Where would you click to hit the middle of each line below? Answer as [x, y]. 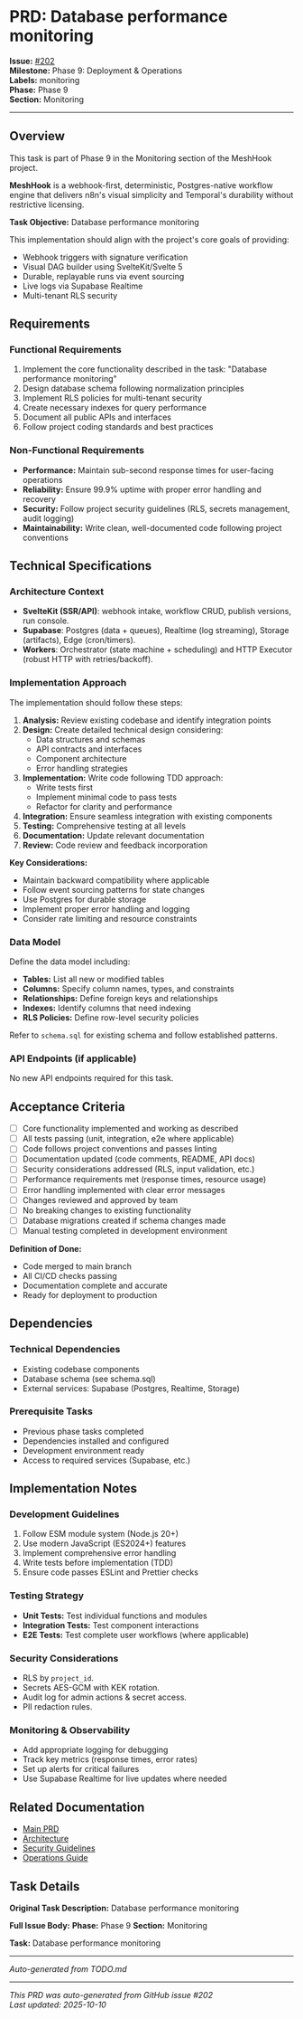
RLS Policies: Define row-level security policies [110, 1018]
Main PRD [41, 1829]
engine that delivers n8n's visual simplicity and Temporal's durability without [151, 194]
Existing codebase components [81, 1369]
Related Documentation [77, 1807]
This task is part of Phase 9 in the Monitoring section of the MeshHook [141, 158]
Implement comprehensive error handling [99, 1553]
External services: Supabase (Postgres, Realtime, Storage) [131, 1388]
